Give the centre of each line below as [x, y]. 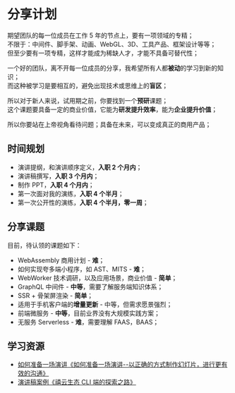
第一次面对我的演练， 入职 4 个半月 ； [71, 193]
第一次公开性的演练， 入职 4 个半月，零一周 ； [83, 202]
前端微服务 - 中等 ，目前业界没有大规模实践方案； [89, 313]
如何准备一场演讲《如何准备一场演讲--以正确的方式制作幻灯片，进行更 [119, 365]
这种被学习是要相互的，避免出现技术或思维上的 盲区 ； [90, 85]
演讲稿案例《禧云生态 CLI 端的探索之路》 [77, 382]
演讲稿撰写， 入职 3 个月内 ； [58, 176]
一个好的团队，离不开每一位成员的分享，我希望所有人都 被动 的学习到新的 [112, 68]
